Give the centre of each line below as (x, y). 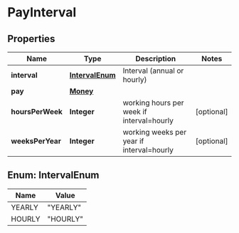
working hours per (153, 103)
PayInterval (42, 12)
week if (135, 112)
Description (156, 59)
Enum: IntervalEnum (53, 175)
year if (133, 141)
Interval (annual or (153, 71)
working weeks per (155, 132)
